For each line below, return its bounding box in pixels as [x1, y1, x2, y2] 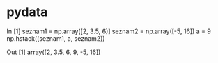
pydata [6, 4, 48, 20]
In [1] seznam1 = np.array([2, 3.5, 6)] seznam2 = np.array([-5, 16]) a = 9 [6, 27, 212, 35]
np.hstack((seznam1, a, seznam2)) [6, 34, 105, 42]
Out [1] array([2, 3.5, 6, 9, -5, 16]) [6, 48, 101, 56]
